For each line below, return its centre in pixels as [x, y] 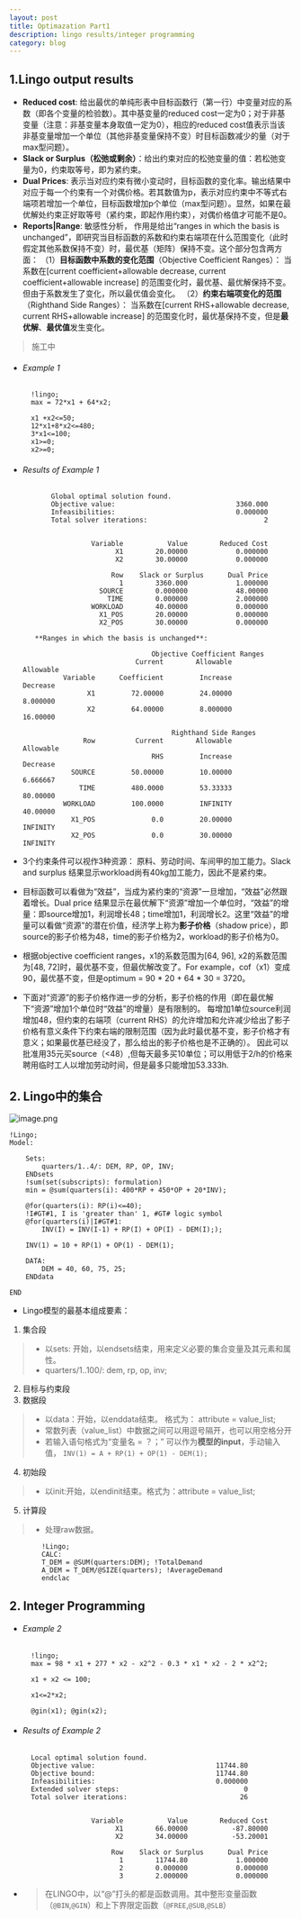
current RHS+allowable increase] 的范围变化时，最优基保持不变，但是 [151, 316]
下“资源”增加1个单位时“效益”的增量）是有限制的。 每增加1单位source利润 [157, 1009]
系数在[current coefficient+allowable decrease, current [124, 271]
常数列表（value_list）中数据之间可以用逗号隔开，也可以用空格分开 [168, 1431]
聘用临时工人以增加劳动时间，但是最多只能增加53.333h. [125, 1065]
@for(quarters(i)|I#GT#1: [74, 1222]
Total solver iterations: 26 [140, 1797]
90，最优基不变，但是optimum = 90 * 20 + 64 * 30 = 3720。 [136, 978]
